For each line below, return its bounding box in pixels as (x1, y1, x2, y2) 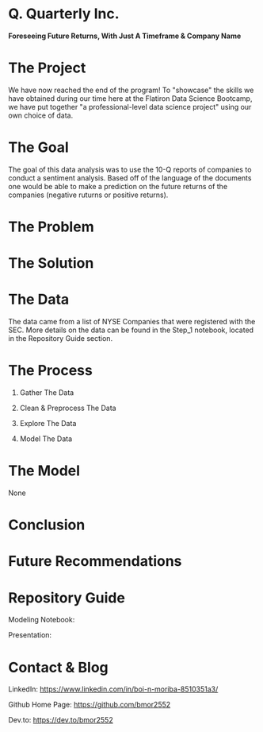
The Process (8, 362, 93, 380)
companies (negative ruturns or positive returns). (8, 190, 169, 199)
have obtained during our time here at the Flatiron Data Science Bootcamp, (8, 93, 253, 103)
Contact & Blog (8, 658, 109, 676)
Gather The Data (19, 388, 74, 397)
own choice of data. (8, 110, 74, 120)
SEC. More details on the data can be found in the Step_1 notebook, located (8, 325, 254, 335)
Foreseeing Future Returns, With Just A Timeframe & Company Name (8, 31, 242, 41)
